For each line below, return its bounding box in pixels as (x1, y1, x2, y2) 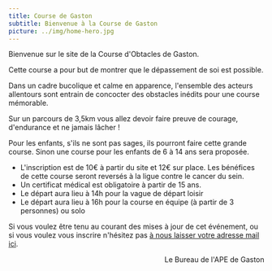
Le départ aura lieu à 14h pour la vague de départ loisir (19, 189, 204, 199)
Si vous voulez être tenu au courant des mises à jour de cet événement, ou (8, 221, 258, 232)
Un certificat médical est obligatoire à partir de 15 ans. (19, 180, 201, 190)
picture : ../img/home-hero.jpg (8, 27, 114, 35)
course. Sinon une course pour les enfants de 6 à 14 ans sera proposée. (8, 147, 249, 157)
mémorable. (8, 98, 49, 108)
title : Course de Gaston (8, 11, 93, 20)
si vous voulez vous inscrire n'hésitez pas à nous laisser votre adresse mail (8, 230, 260, 240)
